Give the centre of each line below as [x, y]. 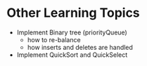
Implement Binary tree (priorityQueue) [72, 32]
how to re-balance [54, 39]
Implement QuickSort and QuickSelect [72, 55]
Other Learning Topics [73, 13]
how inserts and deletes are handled [80, 47]
